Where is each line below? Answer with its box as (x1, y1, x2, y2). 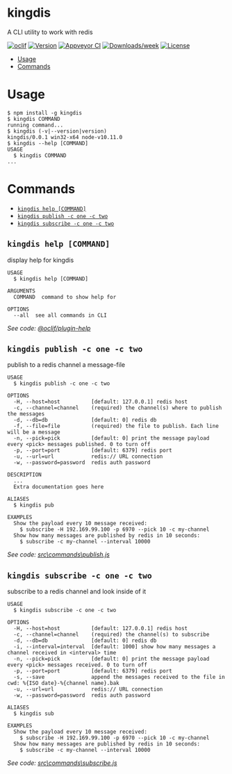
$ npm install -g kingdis (7, 109, 82, 116)
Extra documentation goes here (13, 484, 104, 491)
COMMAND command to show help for (13, 293, 117, 300)
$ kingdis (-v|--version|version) (7, 127, 108, 135)
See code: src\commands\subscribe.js (7, 759, 117, 767)
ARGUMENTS (7, 287, 36, 295)
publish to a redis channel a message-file (7, 361, 126, 369)
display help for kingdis (7, 256, 74, 264)
